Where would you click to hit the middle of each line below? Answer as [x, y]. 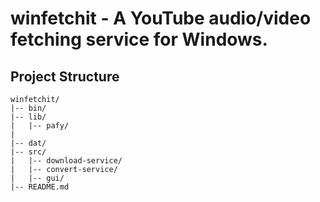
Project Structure [65, 76]
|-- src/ [28, 152]
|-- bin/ [28, 108]
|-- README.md [40, 187]
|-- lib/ [28, 117]
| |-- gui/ [37, 178]
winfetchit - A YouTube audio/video [161, 18]
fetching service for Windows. [139, 39]
